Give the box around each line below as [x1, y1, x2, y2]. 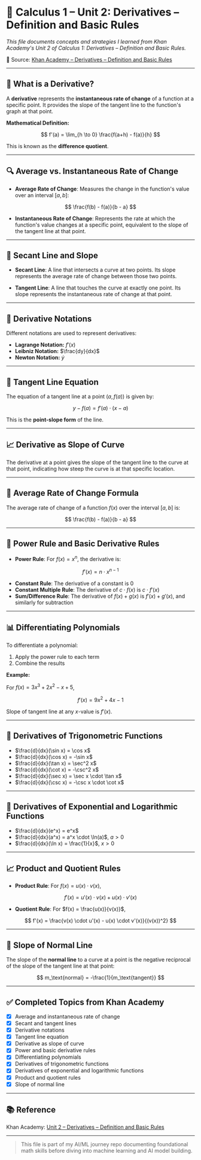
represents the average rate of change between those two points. [14, 273, 177, 280]
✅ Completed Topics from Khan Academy [6, 997, 165, 1007]
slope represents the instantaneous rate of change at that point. [14, 291, 172, 298]
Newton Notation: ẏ [14, 354, 65, 361]
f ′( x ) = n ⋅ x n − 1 [82, 567, 119, 575]
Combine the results [14, 659, 65, 667]
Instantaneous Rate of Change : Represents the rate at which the [14, 215, 175, 222]
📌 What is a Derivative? [6, 79, 95, 89]
